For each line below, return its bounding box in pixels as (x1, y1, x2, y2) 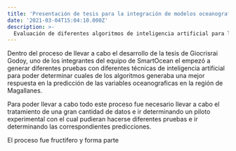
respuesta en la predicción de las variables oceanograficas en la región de (7, 79, 223, 88)
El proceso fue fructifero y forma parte (7, 136, 119, 145)
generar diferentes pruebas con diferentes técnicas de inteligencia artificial (7, 64, 225, 72)
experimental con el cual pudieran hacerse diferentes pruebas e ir (7, 115, 198, 124)
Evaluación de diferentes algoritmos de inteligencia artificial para (13, 29, 225, 37)
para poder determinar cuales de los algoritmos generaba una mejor (7, 72, 205, 80)
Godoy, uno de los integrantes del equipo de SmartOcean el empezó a (7, 57, 211, 65)
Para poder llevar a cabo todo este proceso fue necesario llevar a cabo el (7, 100, 220, 109)
